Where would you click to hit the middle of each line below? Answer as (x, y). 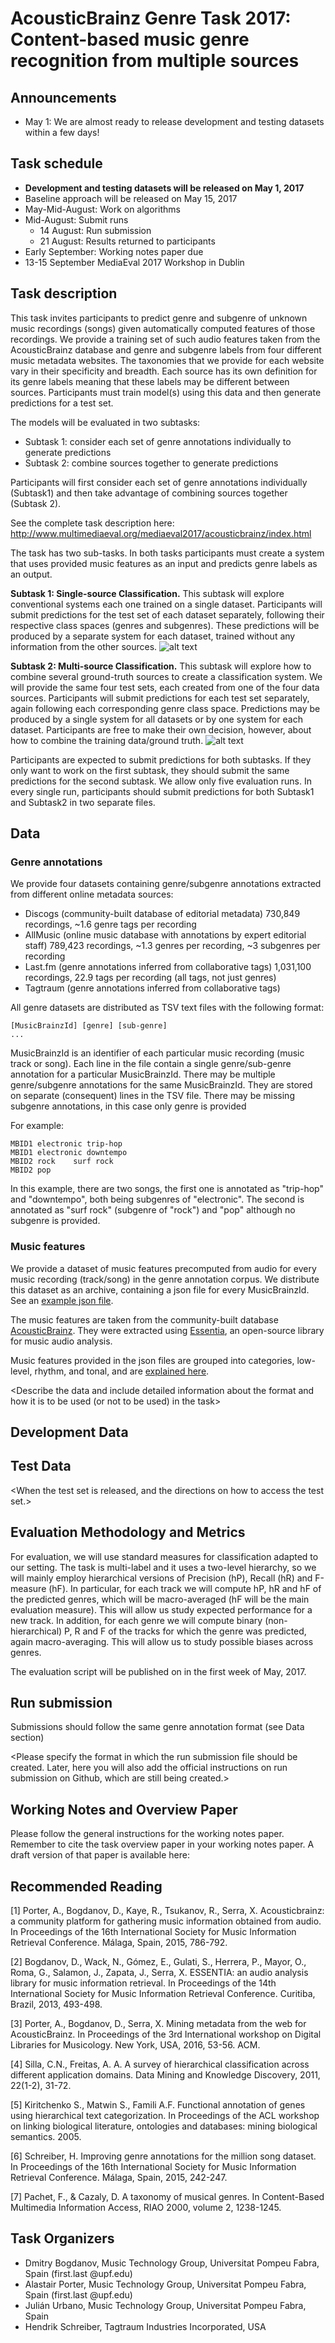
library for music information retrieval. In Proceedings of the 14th (143, 1983)
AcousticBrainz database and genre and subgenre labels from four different (166, 349)
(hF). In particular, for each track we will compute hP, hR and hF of (185, 1588)
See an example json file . (62, 1300)
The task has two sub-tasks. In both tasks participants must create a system (167, 553)
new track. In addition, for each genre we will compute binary (136, 1620)
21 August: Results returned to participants (127, 241)
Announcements (63, 97)
